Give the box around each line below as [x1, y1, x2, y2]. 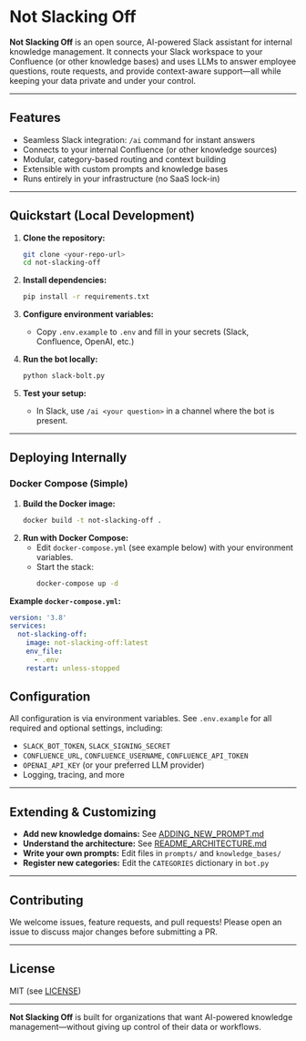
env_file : [25, 647, 64, 656]
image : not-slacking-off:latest [25, 638, 148, 648]
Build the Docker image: [22, 498, 116, 509]
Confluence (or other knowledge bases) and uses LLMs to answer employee [9, 56, 297, 66]
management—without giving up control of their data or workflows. [9, 1021, 261, 1032]
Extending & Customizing [9, 804, 157, 820]
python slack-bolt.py [22, 372, 105, 381]
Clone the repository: [22, 232, 106, 243]
